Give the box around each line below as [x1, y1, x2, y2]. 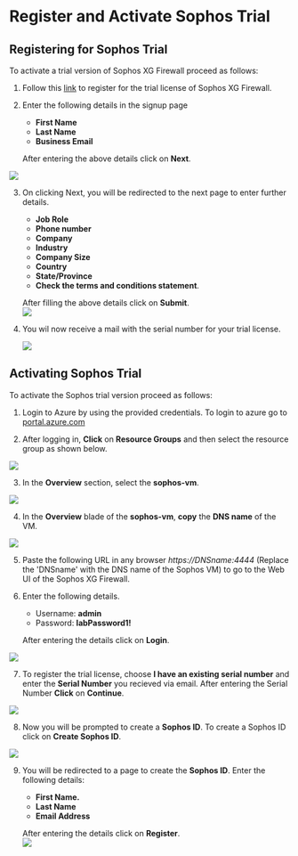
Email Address [35, 811, 91, 821]
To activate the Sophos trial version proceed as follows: [9, 389, 213, 400]
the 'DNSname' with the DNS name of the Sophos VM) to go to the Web [21, 564, 285, 575]
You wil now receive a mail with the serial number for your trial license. [21, 323, 282, 334]
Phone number [35, 224, 92, 233]
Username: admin [35, 607, 102, 618]
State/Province [35, 271, 93, 281]
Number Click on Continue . [21, 688, 125, 698]
